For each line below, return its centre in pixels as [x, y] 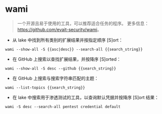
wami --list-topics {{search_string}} [45, 87]
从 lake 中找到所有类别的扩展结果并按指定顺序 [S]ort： [68, 40]
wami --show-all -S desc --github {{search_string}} [61, 68]
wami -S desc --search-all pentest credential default [63, 107]
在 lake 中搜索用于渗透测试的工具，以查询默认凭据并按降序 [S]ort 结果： [85, 97]
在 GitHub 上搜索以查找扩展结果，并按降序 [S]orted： [67, 59]
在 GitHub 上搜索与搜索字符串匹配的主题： [55, 78]
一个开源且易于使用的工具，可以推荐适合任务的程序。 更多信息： [83, 23]
